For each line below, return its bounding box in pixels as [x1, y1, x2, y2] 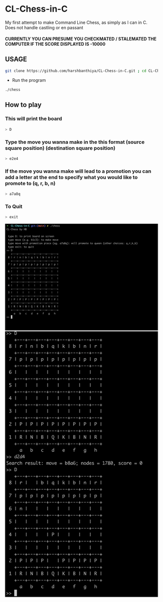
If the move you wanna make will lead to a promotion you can [5, 168, 151, 175]
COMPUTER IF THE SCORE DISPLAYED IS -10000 [5, 41, 106, 47]
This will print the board [5, 115, 62, 122]
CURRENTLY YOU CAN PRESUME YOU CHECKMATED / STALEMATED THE [5, 35, 157, 42]
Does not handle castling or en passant [5, 24, 83, 30]
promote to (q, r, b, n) [5, 180, 56, 187]
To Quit [5, 203, 23, 210]
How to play [5, 101, 42, 109]
